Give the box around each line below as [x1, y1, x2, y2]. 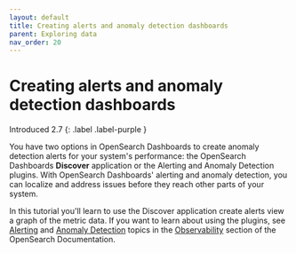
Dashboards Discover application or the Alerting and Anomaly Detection [9, 161, 275, 171]
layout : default [9, 12, 69, 22]
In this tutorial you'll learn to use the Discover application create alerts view [9, 206, 284, 217]
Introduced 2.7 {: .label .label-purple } [9, 124, 148, 135]
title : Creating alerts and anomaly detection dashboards [9, 21, 228, 30]
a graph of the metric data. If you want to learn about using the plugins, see [9, 215, 286, 226]
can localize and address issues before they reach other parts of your [9, 179, 265, 190]
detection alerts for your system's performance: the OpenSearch [9, 151, 247, 162]
